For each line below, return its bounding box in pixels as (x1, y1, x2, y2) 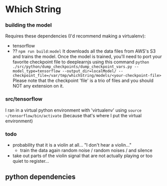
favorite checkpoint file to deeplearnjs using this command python (12, 59, 149, 65)
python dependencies (5, 173, 76, 181)
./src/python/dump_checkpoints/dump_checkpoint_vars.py (12, 64, 132, 69)
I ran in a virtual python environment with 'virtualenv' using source (5, 107, 142, 113)
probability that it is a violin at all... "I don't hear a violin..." (12, 142, 132, 148)
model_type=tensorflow (12, 69, 60, 74)
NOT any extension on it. (12, 83, 64, 89)
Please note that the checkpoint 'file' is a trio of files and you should (12, 77, 154, 84)
